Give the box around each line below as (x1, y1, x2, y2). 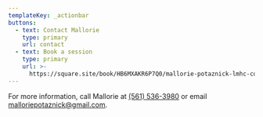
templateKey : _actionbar (8, 11, 89, 20)
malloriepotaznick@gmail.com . (8, 100, 108, 109)
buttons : (8, 19, 37, 27)
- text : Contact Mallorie (15, 26, 100, 34)
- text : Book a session (15, 48, 92, 56)
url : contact (22, 41, 65, 49)
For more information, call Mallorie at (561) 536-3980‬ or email (8, 91, 207, 101)
